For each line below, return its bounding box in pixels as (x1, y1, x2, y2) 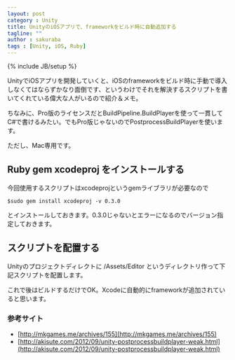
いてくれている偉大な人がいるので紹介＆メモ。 (7, 94, 142, 102)
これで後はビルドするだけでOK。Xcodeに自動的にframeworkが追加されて (7, 285, 220, 294)
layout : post (7, 10, 46, 18)
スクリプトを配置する (7, 242, 100, 254)
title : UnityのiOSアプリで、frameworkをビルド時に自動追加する (7, 23, 177, 30)
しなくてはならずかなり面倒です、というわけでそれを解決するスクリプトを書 (7, 85, 228, 93)
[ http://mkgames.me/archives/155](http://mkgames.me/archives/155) (17, 330, 217, 338)
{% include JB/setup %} (7, 62, 77, 70)
